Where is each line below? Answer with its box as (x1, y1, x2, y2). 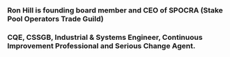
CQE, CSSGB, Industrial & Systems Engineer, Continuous (7, 32, 204, 42)
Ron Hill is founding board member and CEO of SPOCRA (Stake (7, 5, 223, 15)
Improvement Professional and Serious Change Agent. (7, 41, 196, 50)
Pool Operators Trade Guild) (7, 14, 104, 23)
